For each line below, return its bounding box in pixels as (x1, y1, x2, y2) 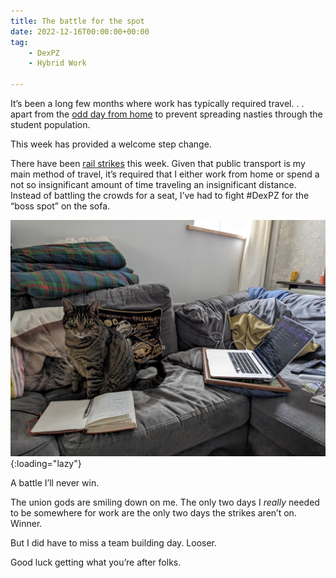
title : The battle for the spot (10, 16, 145, 26)
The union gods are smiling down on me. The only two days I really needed (10, 496, 320, 508)
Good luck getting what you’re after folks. (10, 556, 182, 568)
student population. (10, 119, 91, 130)
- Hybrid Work (28, 58, 87, 69)
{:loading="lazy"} (10, 458, 82, 469)
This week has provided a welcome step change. (10, 138, 212, 150)
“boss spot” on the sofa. (10, 200, 111, 212)
